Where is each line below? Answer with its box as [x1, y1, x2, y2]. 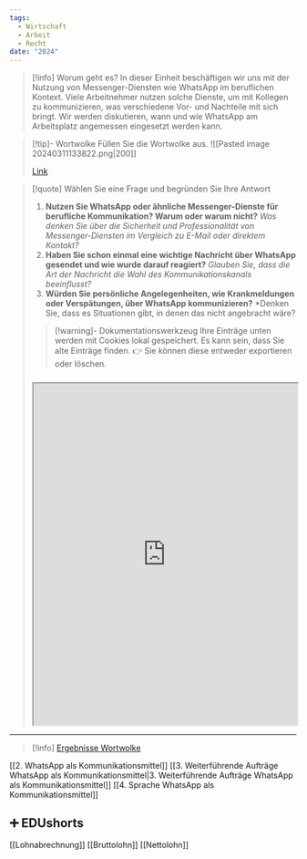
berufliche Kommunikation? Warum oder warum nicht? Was [45, 211, 277, 222]
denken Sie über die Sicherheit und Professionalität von [45, 221, 255, 232]
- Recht [17, 38, 47, 48]
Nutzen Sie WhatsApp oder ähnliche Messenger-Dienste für [45, 202, 279, 212]
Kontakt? [45, 240, 79, 251]
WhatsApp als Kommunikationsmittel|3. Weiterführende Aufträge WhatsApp [9, 770, 293, 781]
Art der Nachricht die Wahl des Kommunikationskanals [45, 269, 252, 280]
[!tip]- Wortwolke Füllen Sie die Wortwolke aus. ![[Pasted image [31, 139, 271, 150]
